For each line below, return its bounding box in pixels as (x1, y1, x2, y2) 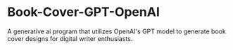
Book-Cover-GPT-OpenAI (7, 4, 160, 20)
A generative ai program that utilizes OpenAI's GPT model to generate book (7, 27, 227, 35)
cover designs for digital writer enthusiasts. (7, 34, 133, 42)
